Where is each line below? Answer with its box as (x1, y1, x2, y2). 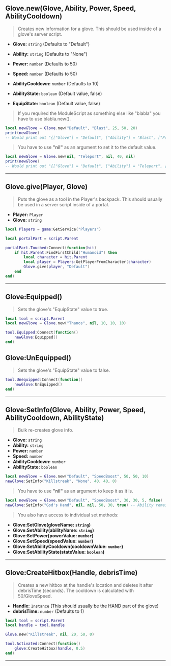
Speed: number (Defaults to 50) (12, 70, 77, 77)
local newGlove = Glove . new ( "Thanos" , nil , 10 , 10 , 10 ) (5, 321, 126, 326)
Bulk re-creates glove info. (17, 427, 74, 433)
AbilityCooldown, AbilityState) (5, 413, 104, 422)
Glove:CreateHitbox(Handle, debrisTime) (5, 568, 138, 577)
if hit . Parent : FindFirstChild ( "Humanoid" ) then (14, 250, 117, 255)
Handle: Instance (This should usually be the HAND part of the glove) (12, 603, 159, 609)
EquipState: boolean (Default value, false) (12, 100, 100, 106)
